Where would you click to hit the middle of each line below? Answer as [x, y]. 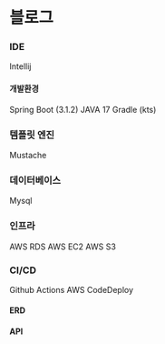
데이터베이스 [35, 180]
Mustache [28, 155]
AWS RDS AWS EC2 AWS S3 [63, 247]
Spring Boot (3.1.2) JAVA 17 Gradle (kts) [83, 109]
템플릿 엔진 [32, 135]
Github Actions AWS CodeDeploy [72, 289]
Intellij [20, 66]
